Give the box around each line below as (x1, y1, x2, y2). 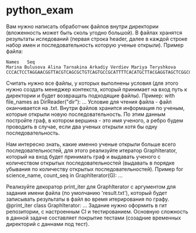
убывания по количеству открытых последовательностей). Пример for (6, 165, 184, 173)
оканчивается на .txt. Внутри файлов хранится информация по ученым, (6, 104, 185, 111)
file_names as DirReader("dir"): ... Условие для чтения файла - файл (6, 98, 172, 105)
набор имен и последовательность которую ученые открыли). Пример (6, 42, 184, 49)
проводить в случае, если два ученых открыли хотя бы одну (6, 123, 157, 130)
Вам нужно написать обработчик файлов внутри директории (6, 23, 159, 30)
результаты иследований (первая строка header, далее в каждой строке (6, 35, 188, 42)
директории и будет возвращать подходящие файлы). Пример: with (6, 92, 175, 99)
